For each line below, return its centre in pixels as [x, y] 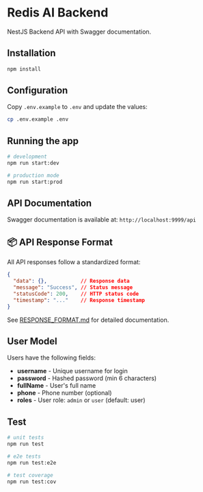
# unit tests [26, 438]
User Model [32, 341]
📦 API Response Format [60, 242]
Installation [31, 53]
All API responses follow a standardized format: [74, 262]
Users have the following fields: [52, 358]
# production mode [33, 175]
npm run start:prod [35, 182]
